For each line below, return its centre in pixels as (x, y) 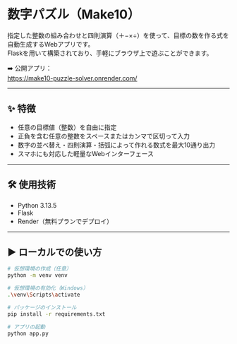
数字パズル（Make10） (74, 14)
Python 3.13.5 (37, 205)
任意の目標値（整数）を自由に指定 (67, 127)
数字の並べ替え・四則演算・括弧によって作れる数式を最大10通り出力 (116, 145)
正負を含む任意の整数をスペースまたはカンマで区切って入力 (104, 136)
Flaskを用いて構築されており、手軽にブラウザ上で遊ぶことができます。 (110, 53)
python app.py (28, 333)
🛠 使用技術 (32, 185)
